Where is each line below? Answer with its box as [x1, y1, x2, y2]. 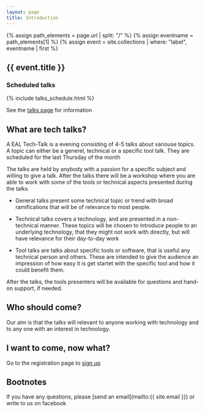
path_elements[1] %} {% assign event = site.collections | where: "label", [6, 38, 187, 45]
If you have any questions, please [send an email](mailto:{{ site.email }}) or [6, 393, 195, 400]
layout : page [6, 9, 40, 15]
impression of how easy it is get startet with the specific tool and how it [15, 260, 195, 267]
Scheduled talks [6, 80, 56, 89]
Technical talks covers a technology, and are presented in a [15, 215, 166, 223]
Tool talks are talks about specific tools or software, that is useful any [15, 246, 191, 254]
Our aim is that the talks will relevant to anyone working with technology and [6, 318, 199, 326]
